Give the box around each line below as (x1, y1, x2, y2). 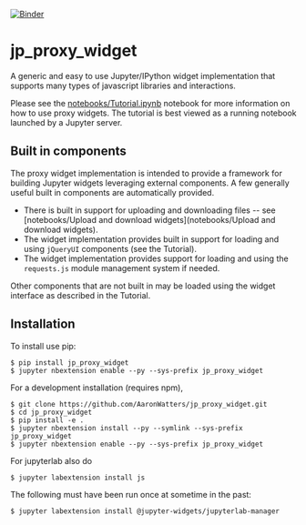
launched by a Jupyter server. (10, 116, 123, 127)
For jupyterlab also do (10, 455, 93, 466)
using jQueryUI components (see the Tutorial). (23, 243, 197, 254)
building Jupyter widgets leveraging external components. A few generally (10, 177, 290, 188)
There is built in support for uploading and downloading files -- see (23, 205, 276, 216)
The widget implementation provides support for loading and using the (23, 253, 290, 264)
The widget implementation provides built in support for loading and (23, 233, 280, 245)
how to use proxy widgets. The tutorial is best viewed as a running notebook (10, 107, 297, 118)
